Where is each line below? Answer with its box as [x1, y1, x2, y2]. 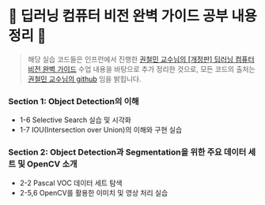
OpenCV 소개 [26, 158, 78, 170]
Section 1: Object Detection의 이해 [8, 95, 140, 106]
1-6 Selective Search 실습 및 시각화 [19, 115, 132, 125]
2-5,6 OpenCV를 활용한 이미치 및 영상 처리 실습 [19, 188, 168, 197]
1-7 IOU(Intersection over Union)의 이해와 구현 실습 [19, 125, 183, 135]
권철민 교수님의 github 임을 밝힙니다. [27, 74, 142, 84]
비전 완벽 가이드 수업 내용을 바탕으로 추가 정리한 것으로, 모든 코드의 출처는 [27, 64, 256, 73]
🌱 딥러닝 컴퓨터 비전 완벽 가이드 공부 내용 [8, 7, 257, 25]
